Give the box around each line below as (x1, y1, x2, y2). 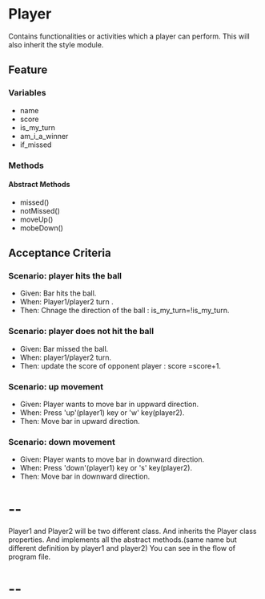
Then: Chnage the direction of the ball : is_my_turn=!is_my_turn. (19, 306, 230, 316)
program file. (8, 552, 51, 562)
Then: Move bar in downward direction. (19, 471, 151, 482)
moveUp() (19, 214, 54, 224)
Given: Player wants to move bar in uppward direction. (19, 399, 199, 410)
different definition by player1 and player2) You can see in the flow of (8, 544, 236, 553)
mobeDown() (19, 222, 64, 233)
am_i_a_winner (19, 131, 69, 141)
